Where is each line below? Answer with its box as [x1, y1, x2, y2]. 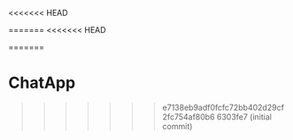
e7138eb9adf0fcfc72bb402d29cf [162, 102, 285, 113]
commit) [162, 121, 193, 131]
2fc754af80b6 [162, 111, 215, 122]
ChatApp [8, 73, 76, 93]
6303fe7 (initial [216, 111, 272, 122]
